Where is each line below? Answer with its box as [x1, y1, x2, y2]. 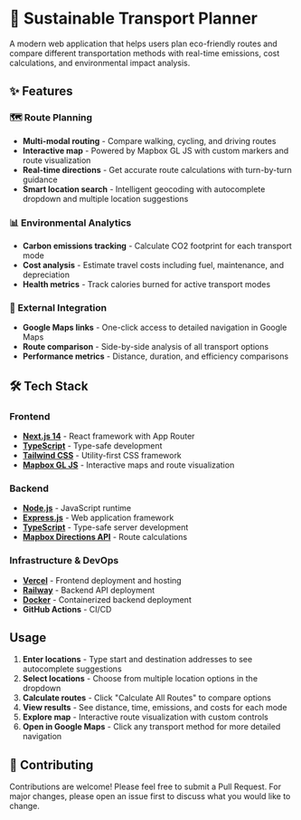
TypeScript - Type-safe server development [22, 522, 189, 533]
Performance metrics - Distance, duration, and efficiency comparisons [22, 351, 289, 362]
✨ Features [9, 83, 73, 99]
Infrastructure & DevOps [9, 555, 119, 567]
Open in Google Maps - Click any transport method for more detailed [22, 721, 281, 732]
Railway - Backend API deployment [22, 584, 155, 595]
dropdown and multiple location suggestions [22, 193, 189, 204]
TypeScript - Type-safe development [22, 439, 163, 451]
